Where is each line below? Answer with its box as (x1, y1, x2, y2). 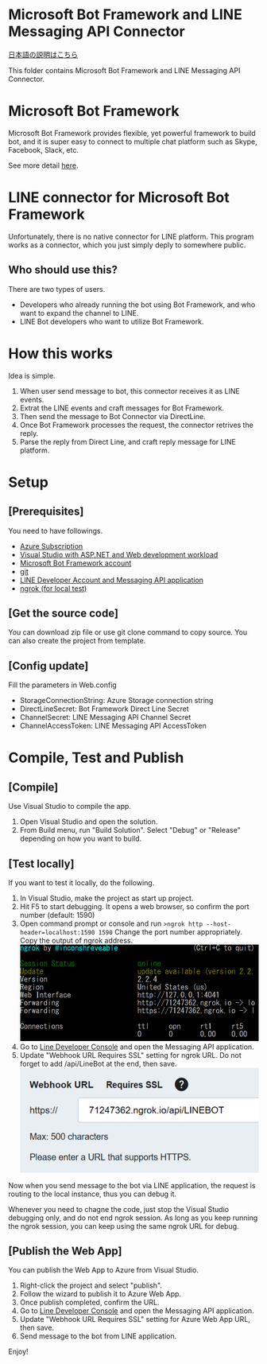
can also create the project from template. (8, 636, 146, 646)
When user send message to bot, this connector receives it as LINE (19, 386, 240, 395)
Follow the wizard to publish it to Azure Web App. (19, 1289, 181, 1299)
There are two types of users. (8, 284, 106, 293)
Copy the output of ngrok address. (19, 936, 133, 945)
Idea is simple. (8, 371, 56, 380)
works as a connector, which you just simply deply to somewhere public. (8, 240, 246, 250)
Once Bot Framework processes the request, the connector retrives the (19, 420, 254, 429)
